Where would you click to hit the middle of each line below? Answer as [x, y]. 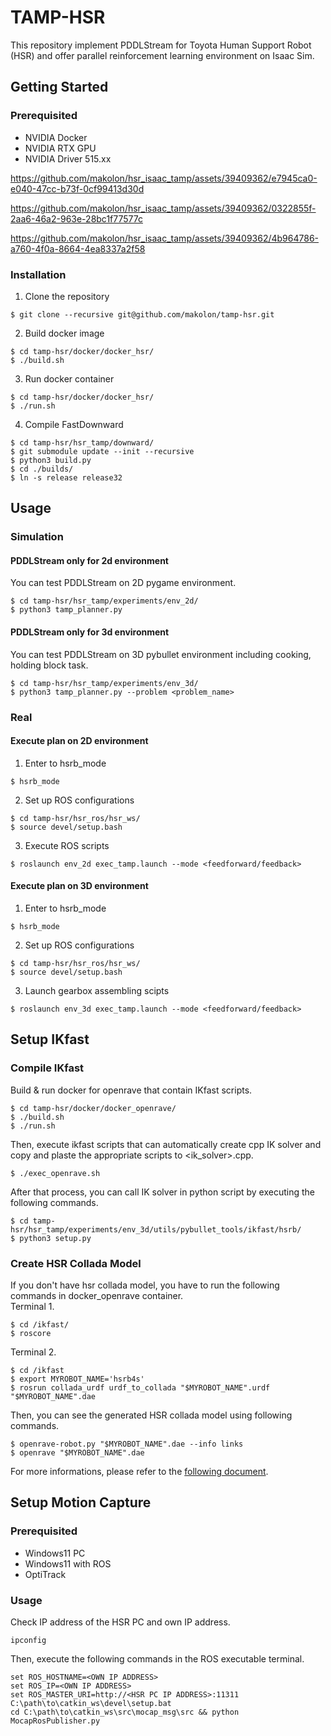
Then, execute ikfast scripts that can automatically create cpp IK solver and [166, 1144]
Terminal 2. [33, 1352]
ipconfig [28, 1640]
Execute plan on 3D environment [79, 886]
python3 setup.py [55, 1238]
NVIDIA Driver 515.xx [68, 158]
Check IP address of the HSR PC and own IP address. [120, 1622]
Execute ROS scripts [67, 845]
